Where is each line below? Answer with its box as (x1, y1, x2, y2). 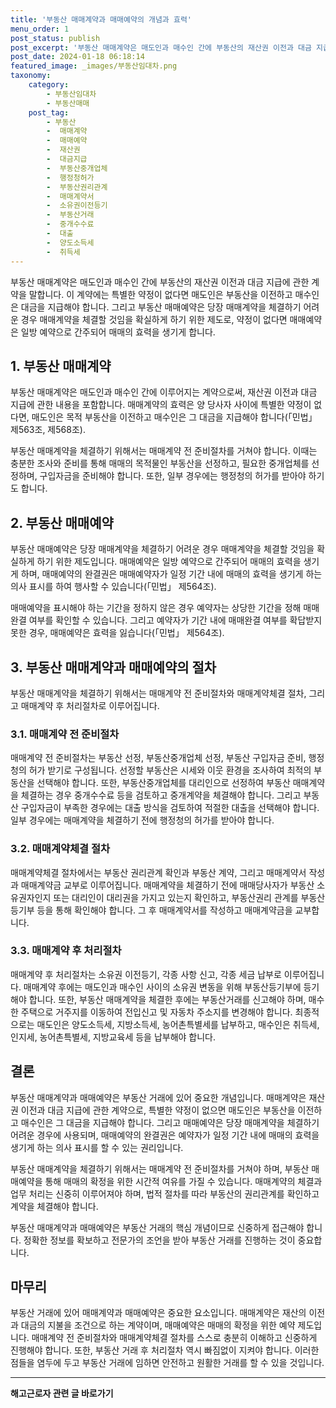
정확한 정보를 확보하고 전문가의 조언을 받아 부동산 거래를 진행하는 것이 (23, 1234, 296, 1246)
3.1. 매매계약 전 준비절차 (10, 727, 120, 741)
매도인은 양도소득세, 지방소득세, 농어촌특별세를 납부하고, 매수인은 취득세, (36, 1018, 320, 1030)
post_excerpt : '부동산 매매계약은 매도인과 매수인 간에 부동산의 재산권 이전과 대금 (10, 42, 312, 53)
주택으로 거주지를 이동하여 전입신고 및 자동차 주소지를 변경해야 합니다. (20, 1006, 293, 1018)
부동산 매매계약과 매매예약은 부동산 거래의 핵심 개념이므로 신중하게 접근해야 (10, 1221, 305, 1233)
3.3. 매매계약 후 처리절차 (10, 944, 122, 958)
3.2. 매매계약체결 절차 (10, 842, 111, 856)
